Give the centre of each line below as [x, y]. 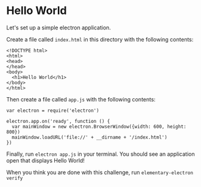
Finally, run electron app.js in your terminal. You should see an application [100, 154]
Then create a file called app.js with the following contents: [81, 99]
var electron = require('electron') [53, 111]
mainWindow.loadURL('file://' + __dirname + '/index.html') [90, 137]
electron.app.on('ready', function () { [58, 121]
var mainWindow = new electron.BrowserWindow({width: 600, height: [99, 127]
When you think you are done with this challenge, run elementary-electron [100, 172]
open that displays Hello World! [46, 160]
